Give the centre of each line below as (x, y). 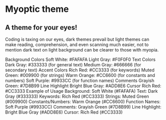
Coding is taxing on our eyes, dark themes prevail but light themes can (77, 39)
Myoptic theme (37, 9)
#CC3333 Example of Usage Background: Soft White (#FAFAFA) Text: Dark (82, 91)
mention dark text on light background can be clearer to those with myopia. (82, 50)
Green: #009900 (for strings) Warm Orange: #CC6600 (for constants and (80, 75)
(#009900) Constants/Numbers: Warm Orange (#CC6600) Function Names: (83, 102)
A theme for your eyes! (41, 28)
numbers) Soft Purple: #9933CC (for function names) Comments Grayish (80, 81)
